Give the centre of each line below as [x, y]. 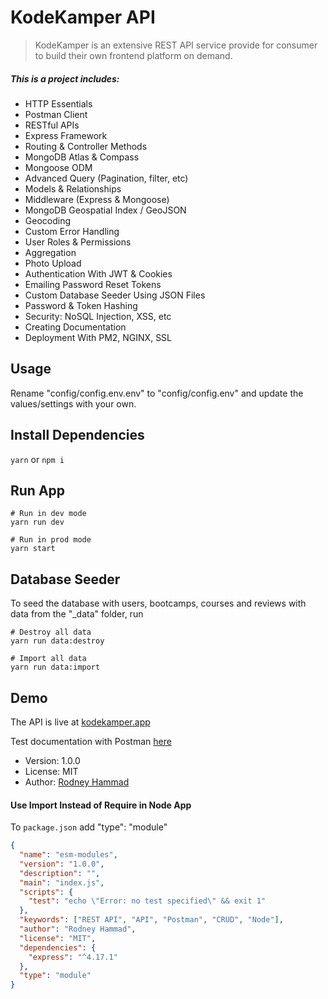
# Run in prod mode [51, 540]
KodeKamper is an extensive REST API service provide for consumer [176, 45]
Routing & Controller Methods [86, 146]
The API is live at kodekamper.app [80, 722]
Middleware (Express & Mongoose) [97, 199]
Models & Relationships [73, 188]
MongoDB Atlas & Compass [82, 157]
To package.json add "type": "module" [89, 827]
